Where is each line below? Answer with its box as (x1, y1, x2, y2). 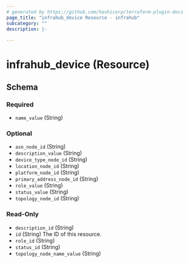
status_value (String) (15, 188, 69, 195)
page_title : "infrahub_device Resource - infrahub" (6, 15, 140, 21)
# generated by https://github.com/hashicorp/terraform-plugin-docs (6, 9, 184, 15)
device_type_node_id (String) (15, 156, 88, 163)
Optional (6, 129, 32, 138)
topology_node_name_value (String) (15, 250, 101, 257)
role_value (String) (15, 182, 63, 189)
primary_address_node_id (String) (15, 175, 98, 183)
